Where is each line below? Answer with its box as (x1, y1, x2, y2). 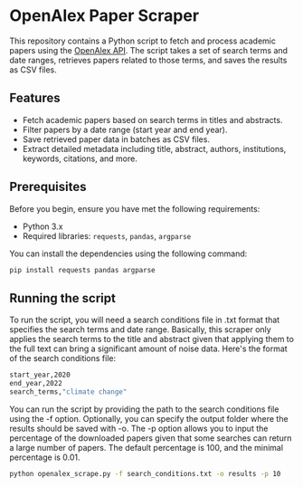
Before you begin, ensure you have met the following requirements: (9, 203, 260, 214)
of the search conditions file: (9, 353, 117, 364)
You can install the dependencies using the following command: (9, 248, 248, 259)
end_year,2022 (9, 379, 63, 388)
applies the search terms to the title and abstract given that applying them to (9, 334, 294, 345)
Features (9, 91, 61, 106)
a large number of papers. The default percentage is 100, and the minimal (9, 442, 283, 453)
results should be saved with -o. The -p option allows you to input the (9, 423, 269, 434)
